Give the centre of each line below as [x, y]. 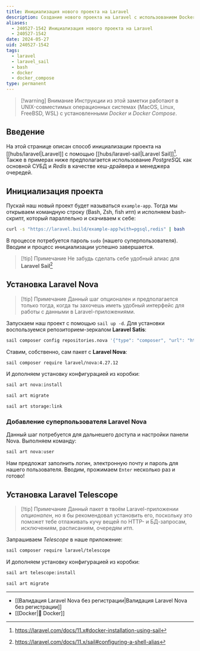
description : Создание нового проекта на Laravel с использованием [92, 17]
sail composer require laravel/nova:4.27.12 [62, 363]
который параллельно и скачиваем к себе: [81, 219]
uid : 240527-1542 [28, 45]
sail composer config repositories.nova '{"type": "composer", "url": [96, 340]
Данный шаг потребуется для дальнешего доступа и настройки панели [97, 435]
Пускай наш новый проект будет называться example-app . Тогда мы [92, 205]
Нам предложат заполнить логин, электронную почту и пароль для [92, 463]
